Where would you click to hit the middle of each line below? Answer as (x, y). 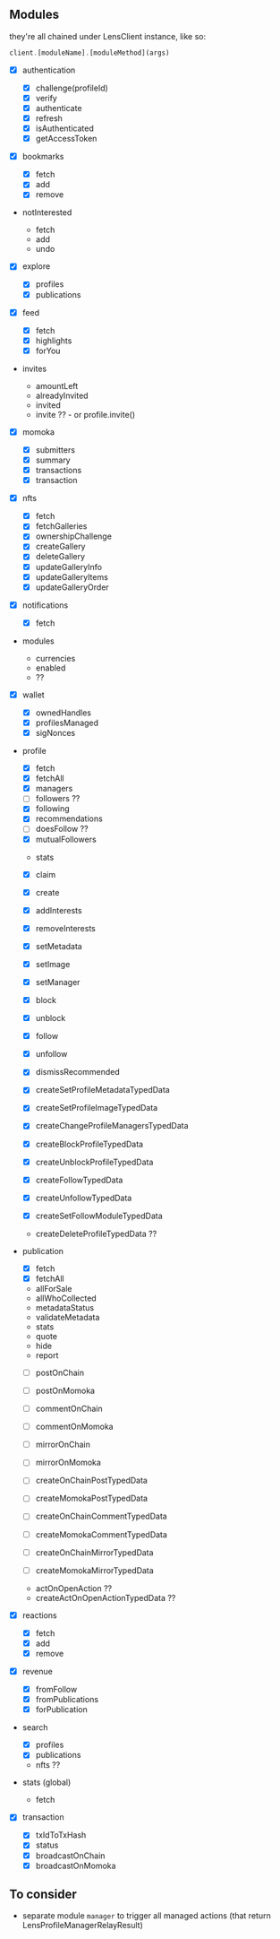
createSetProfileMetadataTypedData (102, 1090)
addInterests (59, 910)
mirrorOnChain (63, 1445)
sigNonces (55, 733)
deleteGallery (60, 557)
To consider (43, 1895)
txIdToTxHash (61, 1835)
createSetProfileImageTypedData (97, 1108)
